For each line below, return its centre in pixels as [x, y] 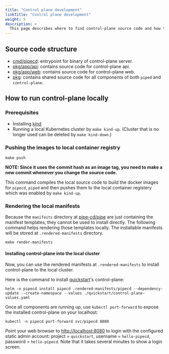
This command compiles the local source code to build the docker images [82, 182]
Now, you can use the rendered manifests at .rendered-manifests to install [82, 264]
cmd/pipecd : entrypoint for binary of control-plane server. [73, 61]
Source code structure [41, 49]
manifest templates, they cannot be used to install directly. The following [80, 223]
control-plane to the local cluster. [39, 270]
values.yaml [18, 298]
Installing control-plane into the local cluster [53, 253]
